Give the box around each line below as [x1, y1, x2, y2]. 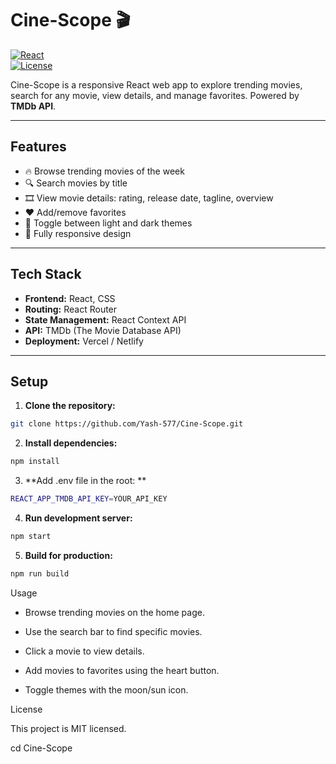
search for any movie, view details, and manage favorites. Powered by [10, 89, 300, 101]
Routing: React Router [24, 303, 118, 315]
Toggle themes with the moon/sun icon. [24, 683, 189, 696]
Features [10, 138, 67, 156]
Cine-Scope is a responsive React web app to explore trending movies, [10, 78, 303, 91]
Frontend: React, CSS [24, 292, 116, 304]
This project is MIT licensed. [10, 722, 127, 734]
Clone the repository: [24, 400, 116, 412]
